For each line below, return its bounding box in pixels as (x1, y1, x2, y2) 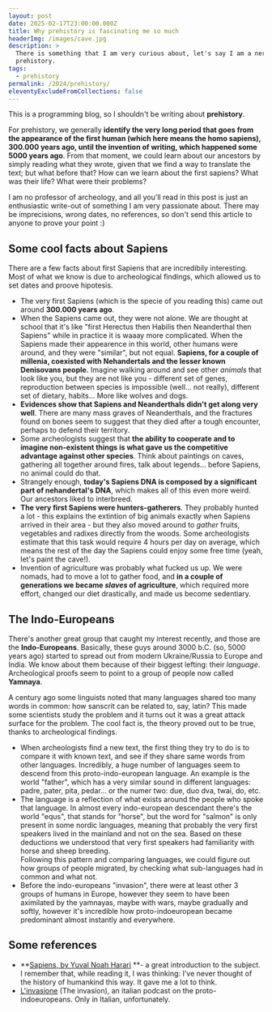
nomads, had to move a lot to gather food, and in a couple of (19, 572, 223, 582)
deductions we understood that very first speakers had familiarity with (19, 838, 255, 847)
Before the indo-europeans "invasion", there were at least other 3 (19, 881, 239, 890)
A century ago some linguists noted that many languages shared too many (8, 693, 257, 702)
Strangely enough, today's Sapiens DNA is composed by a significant (19, 477, 257, 487)
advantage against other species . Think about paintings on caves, (19, 451, 244, 461)
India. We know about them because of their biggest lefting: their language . (8, 660, 261, 669)
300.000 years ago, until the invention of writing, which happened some (8, 143, 257, 152)
